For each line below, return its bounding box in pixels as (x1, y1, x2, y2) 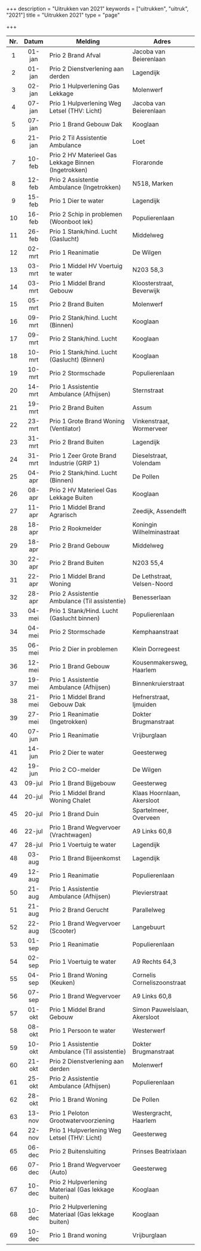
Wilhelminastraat (132, 528, 179, 536)
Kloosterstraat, (132, 279, 174, 287)
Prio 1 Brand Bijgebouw (49, 779, 116, 787)
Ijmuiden (132, 700, 157, 708)
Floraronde (132, 158, 163, 167)
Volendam (132, 459, 161, 467)
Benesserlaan (132, 593, 171, 602)
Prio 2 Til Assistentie (49, 134, 108, 142)
